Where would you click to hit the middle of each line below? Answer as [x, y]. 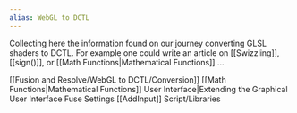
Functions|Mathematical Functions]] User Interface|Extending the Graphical [148, 89]
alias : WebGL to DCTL [50, 17]
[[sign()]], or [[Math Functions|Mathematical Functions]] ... [117, 62]
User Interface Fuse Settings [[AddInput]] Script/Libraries [115, 99]
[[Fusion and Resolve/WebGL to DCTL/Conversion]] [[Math [118, 79]
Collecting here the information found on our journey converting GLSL [138, 43]
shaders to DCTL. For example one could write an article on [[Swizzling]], [144, 52]
